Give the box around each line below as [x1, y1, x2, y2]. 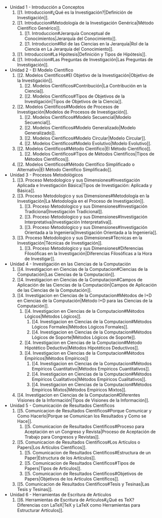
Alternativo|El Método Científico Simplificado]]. [17, 167, 112, 172]
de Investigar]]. [24, 256, 55, 261]
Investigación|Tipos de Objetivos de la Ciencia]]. [24, 99, 123, 104]
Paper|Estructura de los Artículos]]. [24, 455, 96, 461]
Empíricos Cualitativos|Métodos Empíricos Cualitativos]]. [31, 376, 147, 382]
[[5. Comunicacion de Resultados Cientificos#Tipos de [24, 460, 135, 466]
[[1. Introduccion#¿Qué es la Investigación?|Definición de [17, 9, 133, 15]
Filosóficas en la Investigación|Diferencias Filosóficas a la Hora [24, 251, 152, 256]
